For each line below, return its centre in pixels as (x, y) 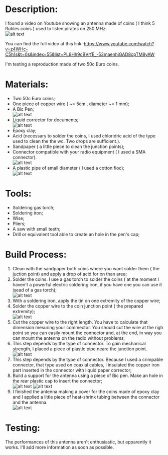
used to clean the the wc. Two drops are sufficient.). (66, 141)
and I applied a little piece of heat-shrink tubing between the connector (86, 397)
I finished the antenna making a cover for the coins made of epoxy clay (86, 392)
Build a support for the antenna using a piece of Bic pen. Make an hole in (88, 375)
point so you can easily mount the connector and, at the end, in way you (87, 333)
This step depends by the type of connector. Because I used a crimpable (88, 359)
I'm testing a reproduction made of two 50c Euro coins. (62, 64)
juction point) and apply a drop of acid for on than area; (69, 274)
